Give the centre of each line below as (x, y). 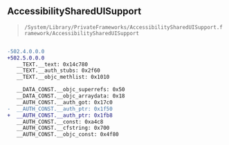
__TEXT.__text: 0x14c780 (52, 64)
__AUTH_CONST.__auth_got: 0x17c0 (64, 102)
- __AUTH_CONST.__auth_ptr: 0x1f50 (60, 109)
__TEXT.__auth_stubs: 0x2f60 (58, 71)
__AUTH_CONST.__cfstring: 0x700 (63, 128)
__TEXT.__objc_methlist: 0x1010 (63, 77)
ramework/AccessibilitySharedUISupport (82, 33)
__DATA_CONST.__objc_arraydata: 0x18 (71, 96)
